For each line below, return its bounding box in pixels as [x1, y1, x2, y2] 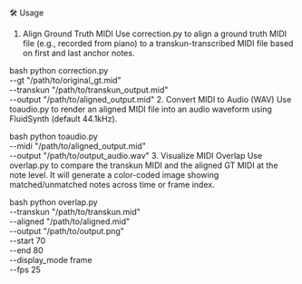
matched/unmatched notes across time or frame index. [9, 180, 215, 190]
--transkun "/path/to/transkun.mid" [9, 207, 141, 217]
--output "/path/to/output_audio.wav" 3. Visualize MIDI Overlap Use [9, 151, 263, 161]
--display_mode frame [9, 255, 93, 265]
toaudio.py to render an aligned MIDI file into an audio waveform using [9, 103, 272, 114]
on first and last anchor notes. [22, 48, 135, 58]
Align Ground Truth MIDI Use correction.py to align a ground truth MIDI [22, 28, 287, 39]
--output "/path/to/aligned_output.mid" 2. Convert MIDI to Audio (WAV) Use [9, 94, 292, 104]
